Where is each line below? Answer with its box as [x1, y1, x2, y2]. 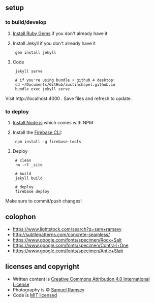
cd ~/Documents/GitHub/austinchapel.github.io [15, 82, 115, 87]
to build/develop [5, 19, 47, 26]
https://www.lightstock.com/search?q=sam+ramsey [12, 226, 122, 232]
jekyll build [15, 176, 43, 181]
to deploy [5, 108, 29, 115]
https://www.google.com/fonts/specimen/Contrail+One [12, 242, 129, 248]
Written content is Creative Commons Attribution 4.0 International [12, 276, 150, 282]
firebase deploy [15, 189, 50, 194]
